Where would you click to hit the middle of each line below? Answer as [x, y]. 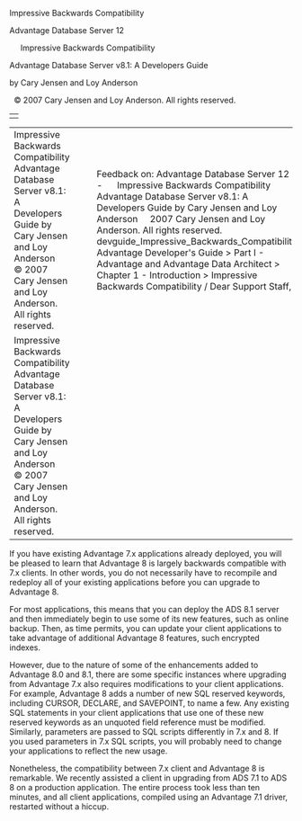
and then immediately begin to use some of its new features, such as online [149, 619]
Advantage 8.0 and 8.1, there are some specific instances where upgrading [148, 674]
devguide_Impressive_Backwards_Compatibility [197, 241]
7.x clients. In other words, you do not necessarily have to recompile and [143, 573]
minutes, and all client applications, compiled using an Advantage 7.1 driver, [149, 797]
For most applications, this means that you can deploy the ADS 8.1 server [145, 609]
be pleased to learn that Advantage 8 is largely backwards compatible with [148, 563]
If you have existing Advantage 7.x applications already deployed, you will [146, 553]
